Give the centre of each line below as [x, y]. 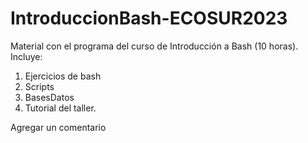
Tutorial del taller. [60, 108]
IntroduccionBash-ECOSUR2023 [149, 18]
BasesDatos [49, 97]
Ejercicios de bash [63, 76]
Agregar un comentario [58, 127]
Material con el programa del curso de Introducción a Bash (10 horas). [154, 46]
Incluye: [26, 56]
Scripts [39, 86]
